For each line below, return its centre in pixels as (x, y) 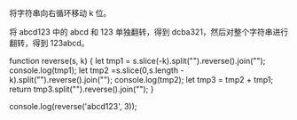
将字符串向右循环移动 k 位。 (60, 13)
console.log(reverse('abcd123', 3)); (73, 106)
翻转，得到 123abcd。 (49, 43)
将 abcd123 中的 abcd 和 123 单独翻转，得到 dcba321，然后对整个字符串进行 (149, 32)
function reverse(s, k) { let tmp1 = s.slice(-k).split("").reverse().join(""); (137, 61)
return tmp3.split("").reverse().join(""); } (82, 89)
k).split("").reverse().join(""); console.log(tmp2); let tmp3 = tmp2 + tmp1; (141, 80)
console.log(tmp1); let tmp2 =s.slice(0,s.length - (97, 70)
